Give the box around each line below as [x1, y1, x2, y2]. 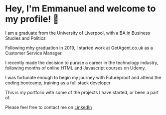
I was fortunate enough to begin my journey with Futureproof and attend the [5, 74, 162, 80]
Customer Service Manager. [5, 50, 63, 56]
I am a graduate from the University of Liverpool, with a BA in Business [5, 30, 151, 36]
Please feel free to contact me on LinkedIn [5, 104, 92, 110]
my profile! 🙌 [5, 13, 59, 25]
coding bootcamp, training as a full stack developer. [5, 80, 112, 86]
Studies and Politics [5, 35, 46, 41]
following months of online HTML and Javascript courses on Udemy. [5, 65, 146, 71]
